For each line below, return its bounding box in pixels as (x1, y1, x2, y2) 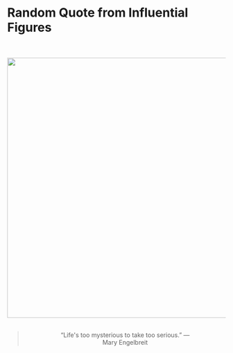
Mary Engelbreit (102, 338, 148, 346)
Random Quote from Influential (7, 5, 189, 21)
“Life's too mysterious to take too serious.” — (60, 331, 190, 339)
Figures (7, 19, 52, 35)
